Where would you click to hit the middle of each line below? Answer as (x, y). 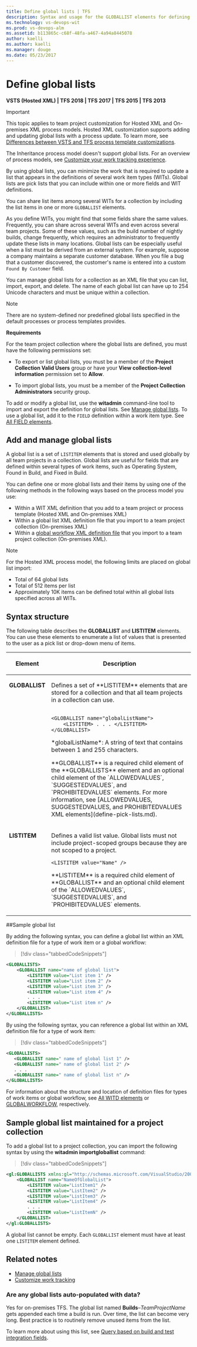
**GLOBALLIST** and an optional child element (118, 882)
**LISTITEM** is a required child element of (113, 875)
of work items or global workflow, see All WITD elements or (78, 1098)
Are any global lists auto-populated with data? (73, 1295)
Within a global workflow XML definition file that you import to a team (98, 533)
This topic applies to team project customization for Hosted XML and (89, 123)
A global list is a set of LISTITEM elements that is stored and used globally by (98, 454)
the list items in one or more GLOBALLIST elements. (66, 207)
